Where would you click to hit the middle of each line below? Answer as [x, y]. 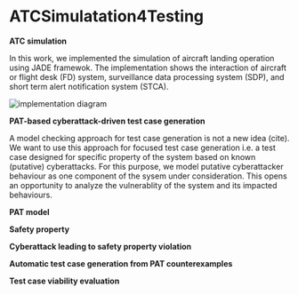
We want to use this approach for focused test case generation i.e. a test [142, 147]
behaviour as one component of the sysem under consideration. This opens [148, 176]
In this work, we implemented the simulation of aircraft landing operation [142, 58]
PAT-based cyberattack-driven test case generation [107, 121]
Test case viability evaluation [64, 281]
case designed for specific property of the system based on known [133, 156]
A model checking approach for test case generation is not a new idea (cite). [149, 138]
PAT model [30, 211]
